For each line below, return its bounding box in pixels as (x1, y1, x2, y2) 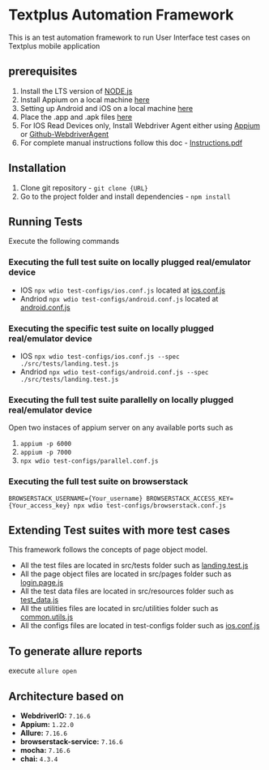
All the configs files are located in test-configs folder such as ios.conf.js (19, 621, 260, 631)
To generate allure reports (8, 644, 143, 658)
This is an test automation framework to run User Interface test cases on (8, 32, 251, 42)
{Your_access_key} (8, 501, 70, 510)
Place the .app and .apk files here (19, 112, 132, 122)
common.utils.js (19, 612, 74, 622)
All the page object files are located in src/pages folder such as (19, 569, 233, 579)
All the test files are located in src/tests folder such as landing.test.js (19, 561, 249, 571)
